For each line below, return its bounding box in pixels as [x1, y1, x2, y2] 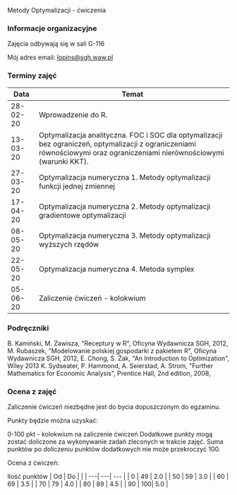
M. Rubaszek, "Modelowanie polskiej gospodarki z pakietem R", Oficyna [7, 346, 217, 355]
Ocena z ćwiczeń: [7, 458, 59, 468]
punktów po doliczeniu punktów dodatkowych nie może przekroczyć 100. [7, 445, 221, 453]
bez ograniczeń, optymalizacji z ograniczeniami [38, 139, 196, 149]
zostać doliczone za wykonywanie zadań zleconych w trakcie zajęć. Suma [7, 437, 224, 446]
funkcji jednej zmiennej [38, 181, 115, 191]
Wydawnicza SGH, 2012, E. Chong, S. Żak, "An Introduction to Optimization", [7, 354, 230, 362]
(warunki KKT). [38, 157, 89, 166]
